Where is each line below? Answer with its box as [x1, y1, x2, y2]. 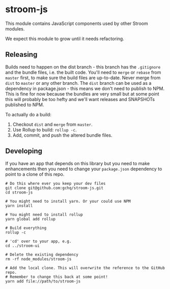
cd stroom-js [5, 189, 33, 195]
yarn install [5, 203, 33, 208]
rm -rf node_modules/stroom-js [5, 256, 72, 262]
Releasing [5, 50, 38, 59]
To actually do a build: [5, 111, 52, 117]
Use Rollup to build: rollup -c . [12, 126, 77, 133]
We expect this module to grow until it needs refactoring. [5, 36, 125, 42]
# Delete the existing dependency [5, 252, 79, 257]
